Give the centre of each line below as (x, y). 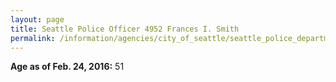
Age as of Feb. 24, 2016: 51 (67, 67)
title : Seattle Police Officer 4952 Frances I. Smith (125, 29)
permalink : (33, 38)
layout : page (37, 19)
